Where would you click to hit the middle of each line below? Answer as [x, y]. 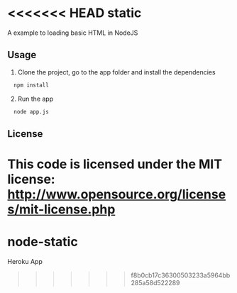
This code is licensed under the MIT [115, 164]
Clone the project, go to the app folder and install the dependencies [116, 72]
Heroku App [25, 262]
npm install [32, 85]
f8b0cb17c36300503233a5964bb [181, 275]
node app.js [32, 111]
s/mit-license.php [61, 210]
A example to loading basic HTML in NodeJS [73, 33]
